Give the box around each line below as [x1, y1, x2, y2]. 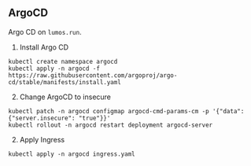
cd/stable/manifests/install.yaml [8, 78, 122, 86]
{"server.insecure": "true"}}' [8, 114, 111, 122]
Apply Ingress [19, 135, 65, 144]
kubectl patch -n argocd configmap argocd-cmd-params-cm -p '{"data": [8, 107, 245, 115]
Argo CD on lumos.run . [8, 27, 82, 36]
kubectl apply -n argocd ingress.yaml [8, 149, 135, 158]
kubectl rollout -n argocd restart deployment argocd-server [8, 121, 213, 129]
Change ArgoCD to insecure [19, 92, 112, 101]
